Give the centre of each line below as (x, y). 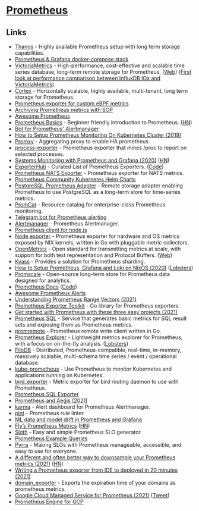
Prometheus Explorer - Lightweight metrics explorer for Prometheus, (99, 337)
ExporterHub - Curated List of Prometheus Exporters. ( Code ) (89, 167)
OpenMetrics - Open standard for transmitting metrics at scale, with (98, 249)
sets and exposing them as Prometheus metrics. (74, 325)
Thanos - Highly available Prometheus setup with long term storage (97, 46)
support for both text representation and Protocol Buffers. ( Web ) (94, 255)
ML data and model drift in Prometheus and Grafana (78, 419)
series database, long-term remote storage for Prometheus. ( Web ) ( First (103, 72)
